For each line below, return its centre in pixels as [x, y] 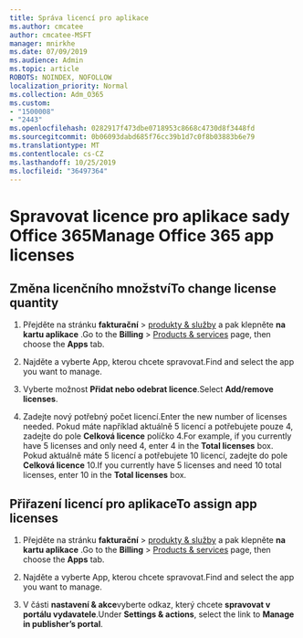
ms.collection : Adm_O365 [57, 94]
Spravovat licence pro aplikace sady [150, 216]
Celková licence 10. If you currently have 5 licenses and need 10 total [152, 465]
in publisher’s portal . [63, 624]
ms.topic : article [44, 69]
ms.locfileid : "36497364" [58, 171]
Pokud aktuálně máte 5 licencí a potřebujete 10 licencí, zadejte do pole [155, 456]
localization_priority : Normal [69, 86]
